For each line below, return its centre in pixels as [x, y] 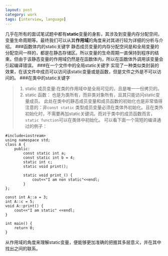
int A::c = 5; [20, 202]
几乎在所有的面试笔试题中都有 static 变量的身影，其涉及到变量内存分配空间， [84, 34]
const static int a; [45, 154]
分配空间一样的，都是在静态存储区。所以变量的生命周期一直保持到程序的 [80, 53]
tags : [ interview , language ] [36, 19]
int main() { [19, 224]
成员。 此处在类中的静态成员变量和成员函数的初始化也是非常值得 [96, 101]
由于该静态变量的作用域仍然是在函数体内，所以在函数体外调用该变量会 [91, 59]
